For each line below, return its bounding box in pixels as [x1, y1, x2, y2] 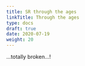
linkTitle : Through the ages [6, 14, 80, 20]
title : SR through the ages [6, 8, 77, 15]
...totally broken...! [6, 53, 51, 60]
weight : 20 [6, 37, 34, 43]
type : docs [6, 20, 34, 26]
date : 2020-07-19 [6, 31, 50, 37]
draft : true [6, 25, 36, 32]
